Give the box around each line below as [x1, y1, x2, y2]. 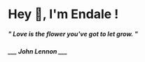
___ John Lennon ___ [8, 47, 68, 56]
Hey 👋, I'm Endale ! [8, 6, 119, 22]
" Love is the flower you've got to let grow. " [8, 29, 139, 38]
